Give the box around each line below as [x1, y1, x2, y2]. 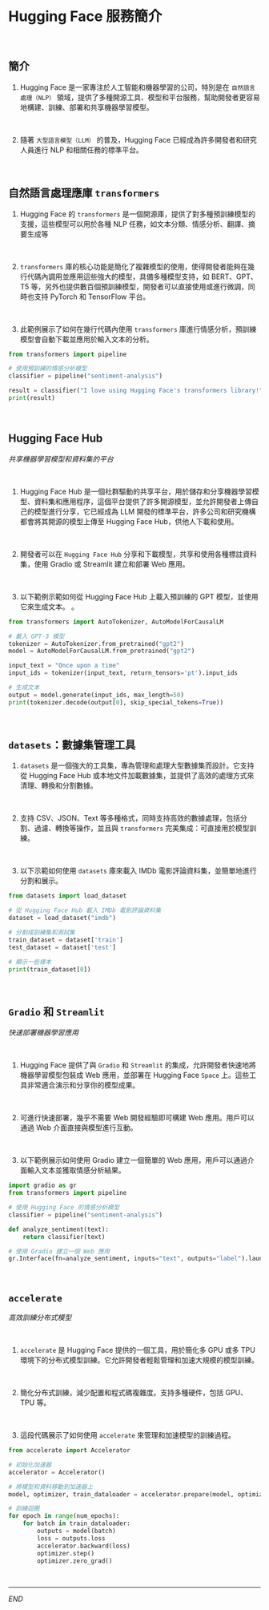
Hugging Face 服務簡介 [8, 7, 163, 26]
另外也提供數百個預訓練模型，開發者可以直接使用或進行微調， [45, 281, 249, 291]
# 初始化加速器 [8, 1460, 52, 1469]
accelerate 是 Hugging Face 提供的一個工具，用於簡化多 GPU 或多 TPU [19, 1346, 256, 1355]
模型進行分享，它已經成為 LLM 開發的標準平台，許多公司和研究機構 [34, 506, 256, 516]
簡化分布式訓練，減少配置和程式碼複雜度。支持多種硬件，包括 [19, 1388, 224, 1398]
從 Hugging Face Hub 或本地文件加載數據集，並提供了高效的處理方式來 [19, 771, 255, 781]
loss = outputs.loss [37, 1534, 106, 1543]
